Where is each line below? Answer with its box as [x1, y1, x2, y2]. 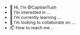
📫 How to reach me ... [9, 25, 55, 30]
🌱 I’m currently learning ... [9, 15, 62, 20]
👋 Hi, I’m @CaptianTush [9, 5, 57, 10]
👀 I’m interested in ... [9, 9, 51, 15]
